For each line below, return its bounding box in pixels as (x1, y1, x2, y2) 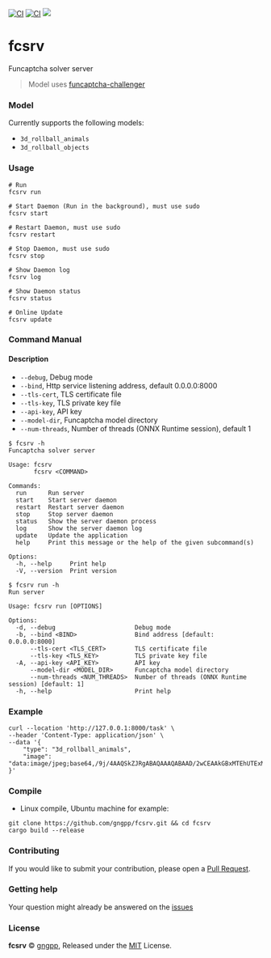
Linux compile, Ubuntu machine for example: (19, 803, 169, 813)
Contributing (8, 846, 60, 857)
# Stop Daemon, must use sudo (8, 244, 110, 252)
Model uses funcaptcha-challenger (27, 79, 145, 89)
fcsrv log (8, 273, 42, 281)
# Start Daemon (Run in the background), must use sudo (8, 202, 200, 210)
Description (8, 354, 49, 364)
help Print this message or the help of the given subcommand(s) (15, 538, 254, 546)
